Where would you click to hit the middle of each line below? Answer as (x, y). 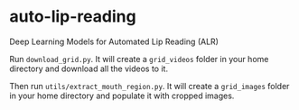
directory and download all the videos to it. (89, 69)
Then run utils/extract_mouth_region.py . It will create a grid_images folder (149, 86)
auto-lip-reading (73, 17)
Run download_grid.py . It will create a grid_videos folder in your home (139, 59)
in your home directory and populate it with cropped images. (122, 96)
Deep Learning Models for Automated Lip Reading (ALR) (114, 41)
